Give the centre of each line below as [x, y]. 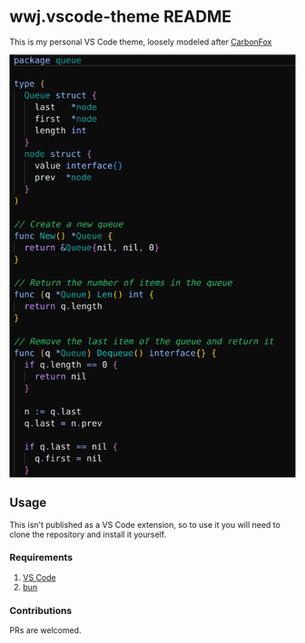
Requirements [41, 558]
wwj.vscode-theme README [121, 17]
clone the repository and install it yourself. [88, 534]
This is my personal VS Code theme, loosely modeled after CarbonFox [141, 42]
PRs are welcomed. [45, 630]
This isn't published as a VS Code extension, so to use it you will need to [145, 524]
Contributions [41, 610]
